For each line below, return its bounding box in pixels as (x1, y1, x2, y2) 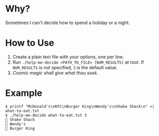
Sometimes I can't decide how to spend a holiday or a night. (5, 20, 130, 26)
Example (5, 87, 42, 99)
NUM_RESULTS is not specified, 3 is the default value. (12, 64, 118, 70)
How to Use (5, 37, 55, 49)
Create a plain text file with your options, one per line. (12, 54, 124, 60)
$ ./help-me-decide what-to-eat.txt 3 (5, 112, 87, 118)
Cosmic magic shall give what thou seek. (12, 70, 98, 76)
